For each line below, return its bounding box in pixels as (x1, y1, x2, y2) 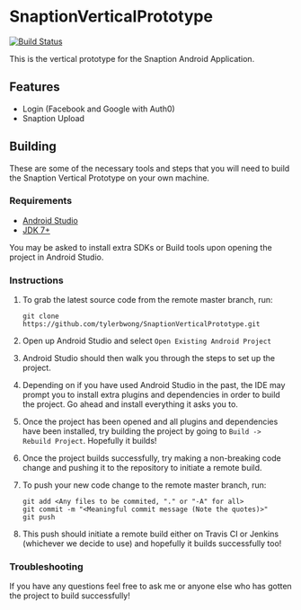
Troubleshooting (9, 561, 84, 573)
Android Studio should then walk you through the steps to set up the (22, 353, 276, 364)
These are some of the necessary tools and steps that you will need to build (9, 163, 290, 173)
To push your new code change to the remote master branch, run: (22, 480, 267, 491)
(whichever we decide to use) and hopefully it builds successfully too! (22, 538, 282, 549)
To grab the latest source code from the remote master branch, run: (22, 295, 273, 305)
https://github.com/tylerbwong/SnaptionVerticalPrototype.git (22, 320, 261, 329)
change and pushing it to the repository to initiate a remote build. (22, 463, 262, 473)
